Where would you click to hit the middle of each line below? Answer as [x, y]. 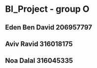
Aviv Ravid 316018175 [39, 44]
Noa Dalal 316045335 [39, 61]
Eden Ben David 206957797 [49, 27]
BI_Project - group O [47, 9]
